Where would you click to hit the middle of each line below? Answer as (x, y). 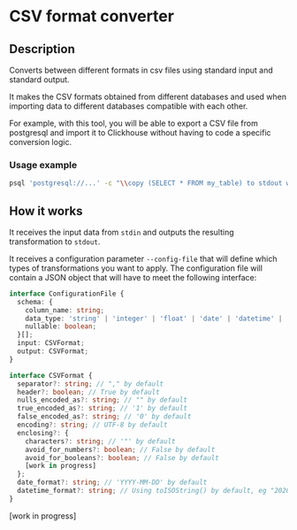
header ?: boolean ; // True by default (89, 392)
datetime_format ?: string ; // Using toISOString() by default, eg (142, 491)
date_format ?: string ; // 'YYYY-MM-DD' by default (112, 483)
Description (42, 49)
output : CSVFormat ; (53, 351)
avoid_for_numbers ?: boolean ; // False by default (120, 449)
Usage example (43, 165)
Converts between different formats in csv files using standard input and (141, 70)
